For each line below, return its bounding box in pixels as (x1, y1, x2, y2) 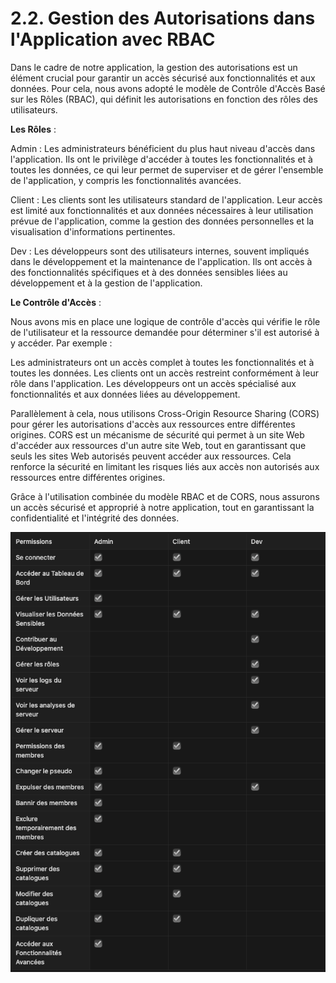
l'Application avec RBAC (10, 28, 216, 51)
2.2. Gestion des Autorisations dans (10, 7, 316, 30)
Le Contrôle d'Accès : (10, 296, 102, 308)
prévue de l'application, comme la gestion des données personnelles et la (10, 215, 315, 227)
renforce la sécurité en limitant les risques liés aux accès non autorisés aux (10, 460, 320, 472)
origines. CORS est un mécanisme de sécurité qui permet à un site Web (10, 428, 305, 441)
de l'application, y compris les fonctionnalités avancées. (10, 174, 242, 186)
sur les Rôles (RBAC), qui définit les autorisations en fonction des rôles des (10, 93, 319, 105)
